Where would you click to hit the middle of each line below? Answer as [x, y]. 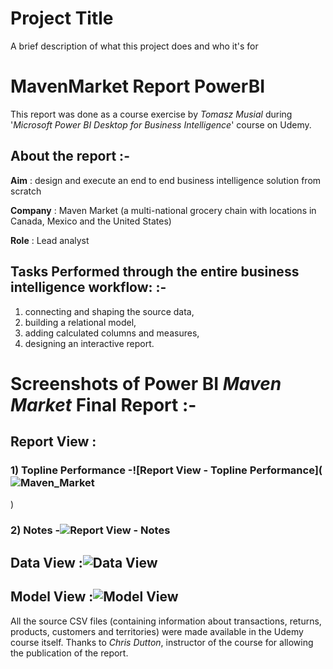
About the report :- [70, 156]
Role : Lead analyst [50, 240]
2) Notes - [35, 530]
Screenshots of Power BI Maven [146, 383]
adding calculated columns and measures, [112, 333]
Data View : [46, 562]
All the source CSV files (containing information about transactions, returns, [166, 621]
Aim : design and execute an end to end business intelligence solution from [166, 180]
